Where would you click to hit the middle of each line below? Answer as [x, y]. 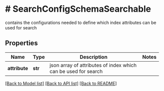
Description [94, 57]
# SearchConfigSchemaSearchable [78, 9]
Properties [21, 43]
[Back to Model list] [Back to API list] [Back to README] [61, 83]
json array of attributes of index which [93, 65]
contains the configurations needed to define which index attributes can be [81, 23]
